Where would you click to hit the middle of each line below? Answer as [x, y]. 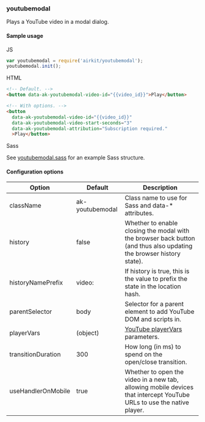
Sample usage [25, 35]
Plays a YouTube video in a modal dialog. [58, 22]
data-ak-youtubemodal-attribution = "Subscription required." [90, 129]
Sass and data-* [149, 206]
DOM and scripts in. [153, 319]
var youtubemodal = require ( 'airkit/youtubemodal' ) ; [75, 60]
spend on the [144, 354]
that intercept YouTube [157, 395]
